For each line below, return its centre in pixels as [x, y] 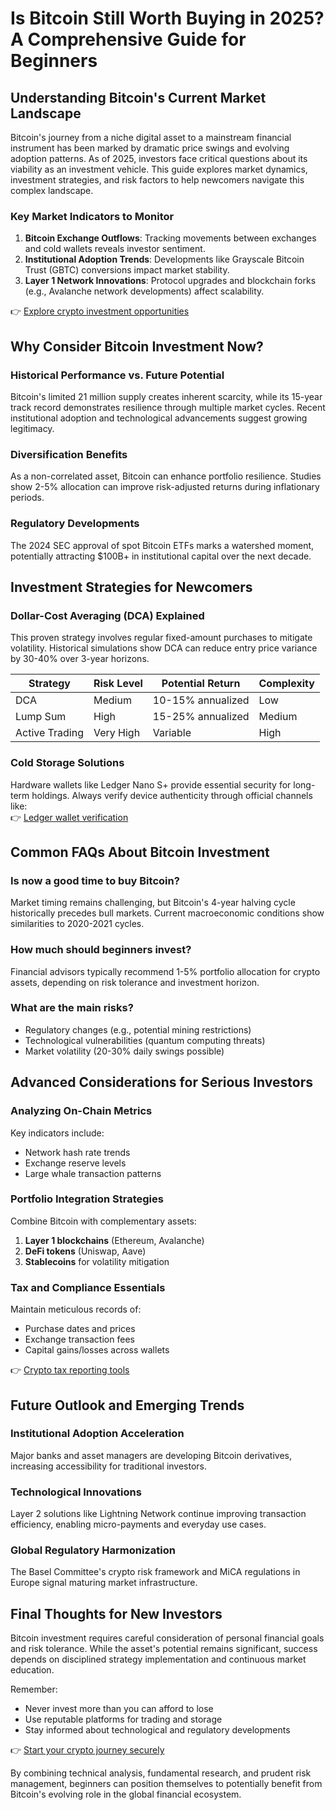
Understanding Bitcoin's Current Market [138, 97]
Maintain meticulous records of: [76, 1309]
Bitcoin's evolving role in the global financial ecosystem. [126, 1794]
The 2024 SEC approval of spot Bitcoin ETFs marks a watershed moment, [162, 545]
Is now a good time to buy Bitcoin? [95, 880]
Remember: [34, 1689]
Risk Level [118, 684]
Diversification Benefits [69, 454]
